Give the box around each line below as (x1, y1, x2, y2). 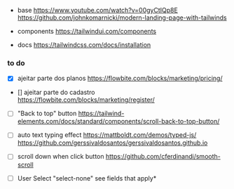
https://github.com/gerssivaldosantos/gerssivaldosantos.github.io (17, 138, 208, 147)
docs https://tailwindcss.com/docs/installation (17, 41, 151, 48)
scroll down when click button (17, 152, 104, 161)
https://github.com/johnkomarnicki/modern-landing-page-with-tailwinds (17, 13, 227, 22)
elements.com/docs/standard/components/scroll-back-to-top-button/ (17, 117, 220, 126)
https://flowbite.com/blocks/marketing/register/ (17, 96, 156, 104)
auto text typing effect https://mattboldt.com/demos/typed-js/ (17, 131, 197, 139)
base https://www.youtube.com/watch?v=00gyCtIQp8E (17, 6, 179, 14)
